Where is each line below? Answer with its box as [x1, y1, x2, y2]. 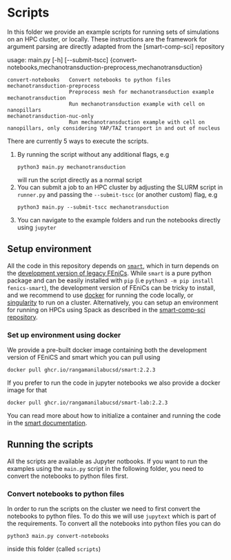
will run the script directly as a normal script [17, 175, 143, 184]
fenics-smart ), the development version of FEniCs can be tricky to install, [7, 283, 216, 291]
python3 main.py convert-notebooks [7, 533, 110, 540]
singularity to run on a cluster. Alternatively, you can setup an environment [7, 298, 219, 307]
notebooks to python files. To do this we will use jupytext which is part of [7, 512, 217, 521]
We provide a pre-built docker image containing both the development [7, 346, 207, 354]
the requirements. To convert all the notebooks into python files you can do [7, 519, 221, 528]
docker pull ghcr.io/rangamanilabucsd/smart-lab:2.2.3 [7, 399, 168, 407]
